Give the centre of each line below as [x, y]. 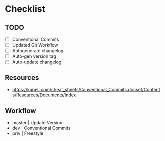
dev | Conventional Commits [41, 128]
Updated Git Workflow [35, 45]
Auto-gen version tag [34, 56]
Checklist [25, 9]
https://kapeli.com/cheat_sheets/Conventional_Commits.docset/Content [86, 90]
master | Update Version [37, 122]
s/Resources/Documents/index [44, 95]
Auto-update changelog [37, 62]
